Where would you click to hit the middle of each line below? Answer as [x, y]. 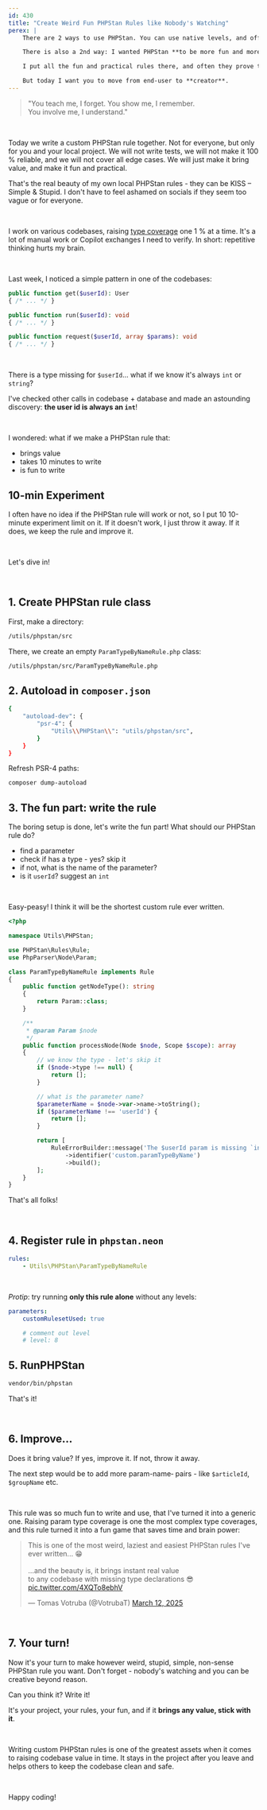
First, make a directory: [46, 622]
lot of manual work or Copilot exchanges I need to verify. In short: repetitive [132, 239]
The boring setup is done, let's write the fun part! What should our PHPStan [132, 827]
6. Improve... [41, 1439]
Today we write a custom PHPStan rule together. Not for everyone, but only [132, 142]
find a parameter [47, 851]
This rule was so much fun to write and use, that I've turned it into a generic [132, 1513]
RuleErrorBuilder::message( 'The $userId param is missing [149, 1148]
